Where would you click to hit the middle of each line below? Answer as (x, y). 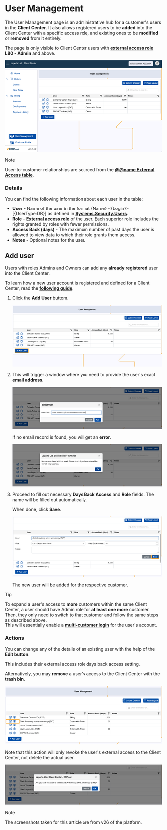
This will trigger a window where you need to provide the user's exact (84, 375)
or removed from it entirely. (33, 38)
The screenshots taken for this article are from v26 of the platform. (74, 822)
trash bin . (15, 679)
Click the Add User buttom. (40, 298)
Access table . (20, 175)
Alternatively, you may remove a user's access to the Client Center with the (83, 674)
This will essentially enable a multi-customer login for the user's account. (81, 625)
